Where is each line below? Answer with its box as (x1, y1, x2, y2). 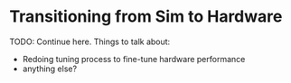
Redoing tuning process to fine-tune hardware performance (22, 53, 246, 64)
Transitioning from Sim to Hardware (9, 6, 283, 27)
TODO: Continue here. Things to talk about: (9, 36, 171, 47)
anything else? (22, 63, 78, 74)
